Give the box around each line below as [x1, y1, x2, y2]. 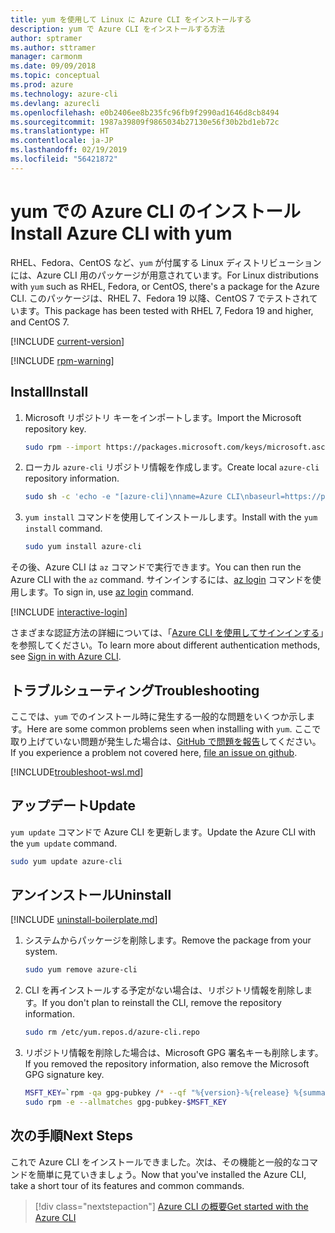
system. [24, 946, 58, 958]
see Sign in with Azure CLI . [10, 651, 122, 663]
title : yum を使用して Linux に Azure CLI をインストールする [10, 14, 252, 25]
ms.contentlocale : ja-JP [10, 136, 114, 146]
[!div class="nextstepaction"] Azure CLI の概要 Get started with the [34, 1200, 309, 1212]
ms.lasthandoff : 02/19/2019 [10, 145, 128, 155]
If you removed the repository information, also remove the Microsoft [24, 1058, 310, 1070]
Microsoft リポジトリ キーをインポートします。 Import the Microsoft [24, 411, 302, 423]
